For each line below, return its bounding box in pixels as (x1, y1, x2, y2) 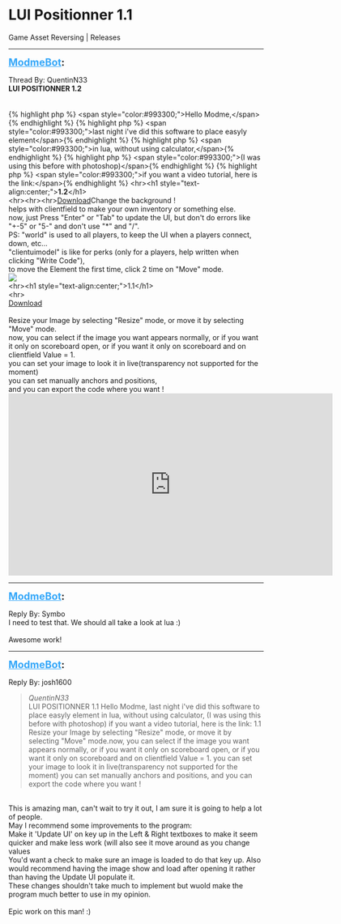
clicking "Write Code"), (8, 255, 85, 265)
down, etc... (8, 238, 49, 248)
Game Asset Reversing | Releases (8, 32, 121, 42)
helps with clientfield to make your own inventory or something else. (8, 204, 237, 214)
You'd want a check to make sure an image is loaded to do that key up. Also (8, 854, 262, 864)
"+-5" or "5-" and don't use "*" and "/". (8, 221, 140, 231)
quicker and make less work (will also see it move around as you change (8, 837, 250, 847)
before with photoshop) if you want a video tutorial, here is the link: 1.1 (28, 718, 262, 728)
